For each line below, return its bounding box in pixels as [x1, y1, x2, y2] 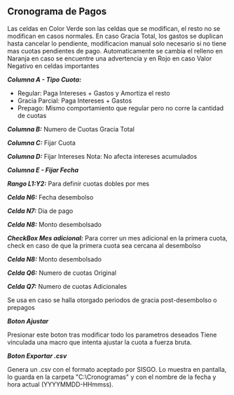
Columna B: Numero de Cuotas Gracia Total [7, 124, 135, 133]
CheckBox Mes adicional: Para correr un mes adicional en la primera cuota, [7, 233, 228, 242]
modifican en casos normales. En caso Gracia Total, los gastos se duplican [7, 32, 223, 40]
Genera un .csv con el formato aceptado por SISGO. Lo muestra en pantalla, [7, 365, 227, 373]
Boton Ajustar [7, 316, 49, 325]
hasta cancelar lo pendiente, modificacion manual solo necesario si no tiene [7, 39, 226, 48]
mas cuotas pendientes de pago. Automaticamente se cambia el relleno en [7, 46, 223, 55]
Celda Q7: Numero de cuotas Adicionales [7, 282, 128, 290]
